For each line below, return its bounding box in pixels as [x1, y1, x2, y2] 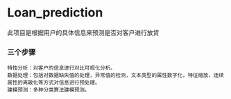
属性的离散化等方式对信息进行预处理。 [7, 79, 101, 87]
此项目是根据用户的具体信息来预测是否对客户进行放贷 [7, 28, 160, 36]
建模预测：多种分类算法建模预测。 [7, 87, 90, 93]
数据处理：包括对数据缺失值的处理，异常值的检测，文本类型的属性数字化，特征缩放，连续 [7, 72, 224, 79]
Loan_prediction [7, 5, 103, 21]
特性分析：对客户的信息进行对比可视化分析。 [7, 65, 116, 71]
